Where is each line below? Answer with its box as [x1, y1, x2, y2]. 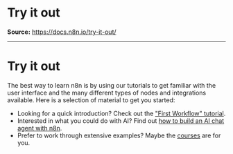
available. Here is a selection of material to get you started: [7, 95, 175, 104]
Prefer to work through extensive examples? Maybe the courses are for [17, 131, 221, 139]
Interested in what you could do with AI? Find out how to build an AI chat [17, 116, 225, 125]
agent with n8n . [17, 124, 62, 132]
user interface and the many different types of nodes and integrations [7, 88, 207, 97]
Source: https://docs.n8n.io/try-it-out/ [7, 28, 116, 36]
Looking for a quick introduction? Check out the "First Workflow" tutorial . [17, 109, 226, 117]
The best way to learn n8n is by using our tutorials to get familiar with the [7, 81, 216, 89]
